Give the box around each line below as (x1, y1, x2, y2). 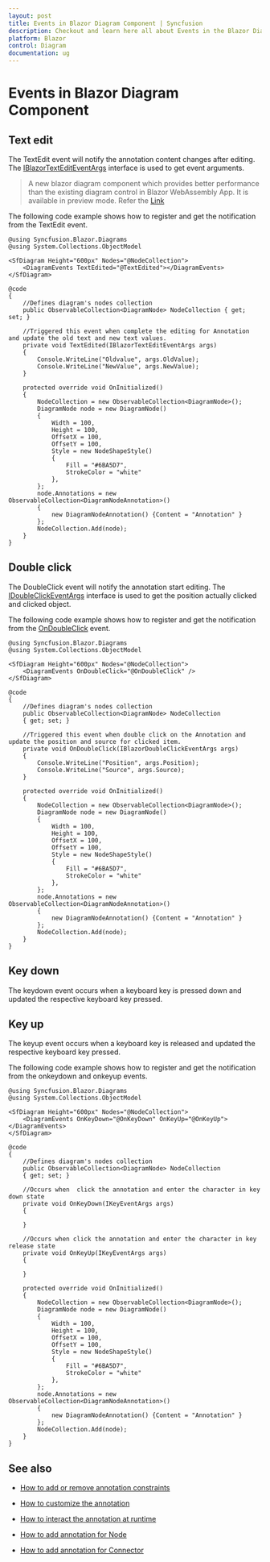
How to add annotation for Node (19, 1530, 127, 1539)
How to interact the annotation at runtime (19, 1514, 157, 1524)
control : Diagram (8, 42, 67, 50)
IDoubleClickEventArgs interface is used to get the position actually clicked (8, 590, 257, 600)
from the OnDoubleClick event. (8, 623, 111, 633)
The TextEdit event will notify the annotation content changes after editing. (8, 155, 256, 164)
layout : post (8, 11, 52, 20)
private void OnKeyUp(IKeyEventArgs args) (22, 1249, 167, 1257)
